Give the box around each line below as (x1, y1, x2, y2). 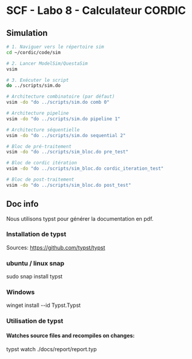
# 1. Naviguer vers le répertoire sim (6, 44, 104, 50)
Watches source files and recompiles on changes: (6, 332, 135, 339)
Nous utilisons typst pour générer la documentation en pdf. (6, 215, 154, 222)
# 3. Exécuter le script (6, 77, 69, 83)
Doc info (6, 199, 39, 209)
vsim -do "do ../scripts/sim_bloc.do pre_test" (6, 149, 129, 155)
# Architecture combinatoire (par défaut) (6, 93, 115, 100)
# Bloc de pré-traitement (6, 143, 71, 149)
